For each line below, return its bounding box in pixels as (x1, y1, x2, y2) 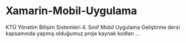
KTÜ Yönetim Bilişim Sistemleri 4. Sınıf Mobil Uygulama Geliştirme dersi (5, 24, 181, 31)
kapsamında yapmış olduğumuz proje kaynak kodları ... (5, 29, 140, 37)
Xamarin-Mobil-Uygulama (5, 4, 137, 18)
